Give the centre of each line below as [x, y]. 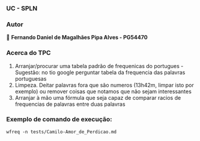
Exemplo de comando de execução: [59, 119]
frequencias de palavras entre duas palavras [70, 104]
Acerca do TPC [29, 53]
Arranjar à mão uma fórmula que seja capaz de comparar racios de [98, 97]
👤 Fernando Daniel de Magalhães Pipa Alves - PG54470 [77, 38]
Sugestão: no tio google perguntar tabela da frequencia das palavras [100, 72]
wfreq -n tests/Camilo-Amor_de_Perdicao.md [62, 132]
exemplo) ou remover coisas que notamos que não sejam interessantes [103, 91]
